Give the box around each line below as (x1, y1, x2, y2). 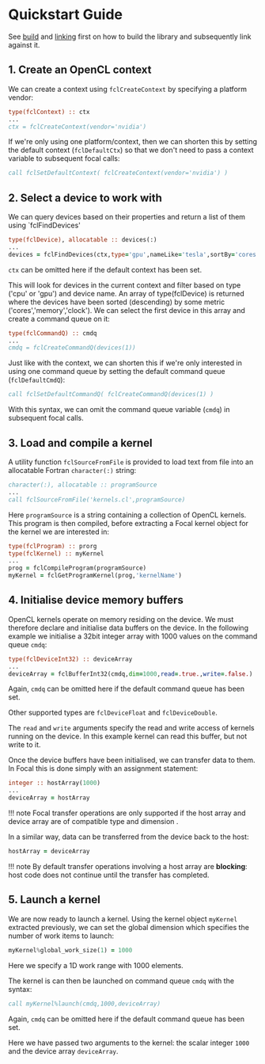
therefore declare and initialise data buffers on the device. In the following (8, 623, 249, 632)
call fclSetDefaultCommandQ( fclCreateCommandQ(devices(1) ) (8, 391, 214, 399)
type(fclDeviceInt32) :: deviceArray (8, 655, 133, 663)
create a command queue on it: (8, 314, 111, 323)
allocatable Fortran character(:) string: (8, 466, 137, 475)
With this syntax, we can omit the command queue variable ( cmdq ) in (8, 405, 231, 414)
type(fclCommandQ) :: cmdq (8, 329, 97, 338)
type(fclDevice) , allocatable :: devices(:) (8, 236, 157, 244)
